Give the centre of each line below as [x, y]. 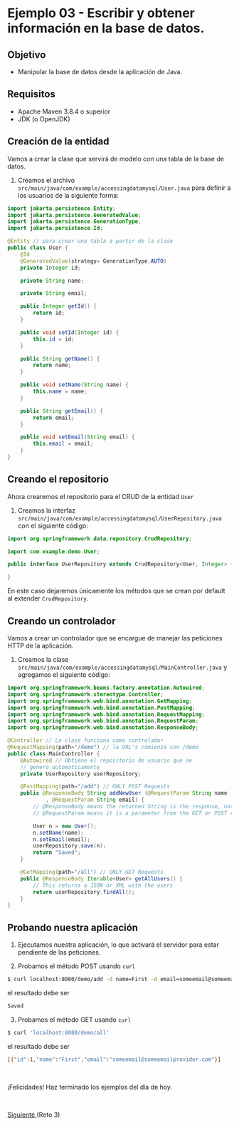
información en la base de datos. [106, 28]
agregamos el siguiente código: [64, 675]
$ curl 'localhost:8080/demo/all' [59, 1032]
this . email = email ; [63, 444]
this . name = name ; [60, 391]
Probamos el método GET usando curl [74, 1020]
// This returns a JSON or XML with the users [103, 885]
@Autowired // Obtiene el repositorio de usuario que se [106, 760]
